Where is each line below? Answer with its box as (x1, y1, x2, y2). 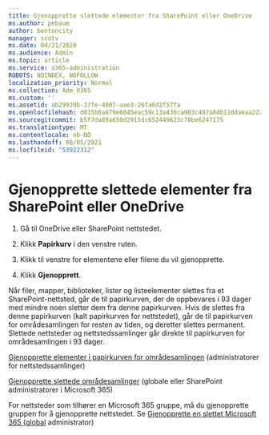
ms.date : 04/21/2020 (8, 42, 78, 50)
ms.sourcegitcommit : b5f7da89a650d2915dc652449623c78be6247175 (8, 116, 224, 124)
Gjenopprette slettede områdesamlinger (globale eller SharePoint (8, 377, 223, 386)
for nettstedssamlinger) (8, 361, 86, 371)
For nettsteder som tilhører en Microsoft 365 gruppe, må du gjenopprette (8, 401, 250, 410)
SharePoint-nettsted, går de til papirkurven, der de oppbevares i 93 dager (8, 294, 251, 304)
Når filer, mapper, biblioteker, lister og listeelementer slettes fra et (8, 286, 224, 296)
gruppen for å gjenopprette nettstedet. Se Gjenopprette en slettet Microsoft (8, 409, 257, 419)
